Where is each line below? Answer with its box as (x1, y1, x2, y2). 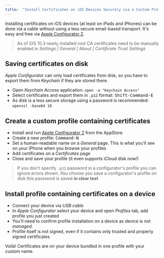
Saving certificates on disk (5, 60, 88, 68)
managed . (12, 223, 33, 229)
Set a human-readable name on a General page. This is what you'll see (12, 140, 155, 146)
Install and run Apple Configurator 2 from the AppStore (12, 130, 123, 136)
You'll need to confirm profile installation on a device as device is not (12, 218, 151, 224)
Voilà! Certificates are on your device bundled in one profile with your (5, 243, 145, 249)
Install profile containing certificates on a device (5, 190, 156, 198)
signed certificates (12, 234, 50, 239)
